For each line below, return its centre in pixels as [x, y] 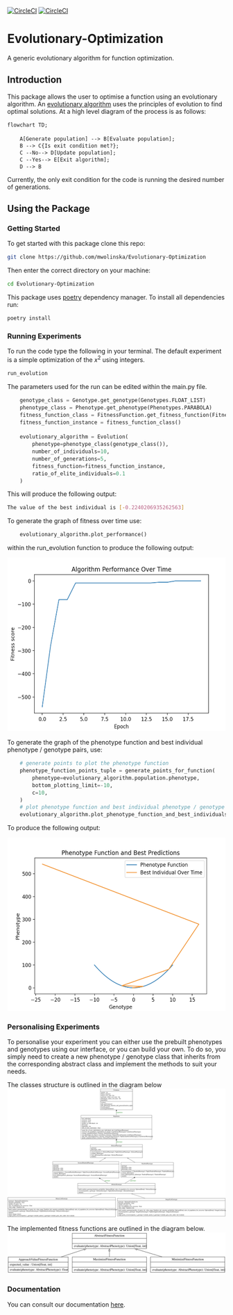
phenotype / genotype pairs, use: [55, 750]
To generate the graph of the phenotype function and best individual [105, 743]
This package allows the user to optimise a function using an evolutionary [112, 97]
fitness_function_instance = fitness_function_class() [101, 422]
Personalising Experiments [54, 1027]
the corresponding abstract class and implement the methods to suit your [112, 1064]
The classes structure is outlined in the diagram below [85, 1085]
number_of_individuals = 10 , [71, 452]
